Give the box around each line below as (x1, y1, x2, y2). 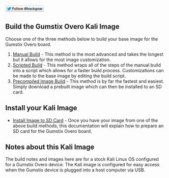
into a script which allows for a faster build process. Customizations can (12, 67, 164, 73)
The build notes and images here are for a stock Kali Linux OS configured (5, 156, 159, 162)
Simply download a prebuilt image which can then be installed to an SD (12, 83, 162, 90)
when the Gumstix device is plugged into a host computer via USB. (5, 167, 146, 173)
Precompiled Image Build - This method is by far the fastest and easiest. (12, 78, 164, 84)
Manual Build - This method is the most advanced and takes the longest (12, 51, 164, 57)
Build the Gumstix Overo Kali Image (5, 22, 120, 31)
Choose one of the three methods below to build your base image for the (5, 36, 158, 42)
